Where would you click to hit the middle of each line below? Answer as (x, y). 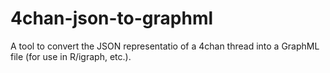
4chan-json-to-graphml (112, 18)
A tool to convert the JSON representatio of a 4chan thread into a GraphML (165, 46)
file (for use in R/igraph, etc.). (71, 56)
